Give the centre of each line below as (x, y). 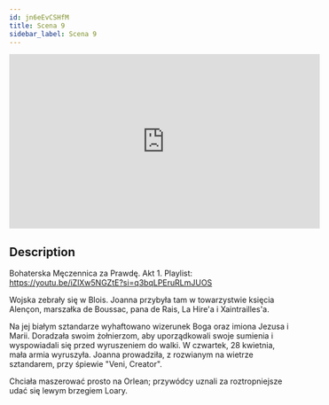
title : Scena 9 (37, 26)
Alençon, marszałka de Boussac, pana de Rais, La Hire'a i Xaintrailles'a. (139, 309)
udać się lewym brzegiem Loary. (69, 391)
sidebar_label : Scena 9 (53, 34)
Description (42, 252)
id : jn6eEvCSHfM (39, 17)
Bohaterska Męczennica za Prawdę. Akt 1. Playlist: (101, 273)
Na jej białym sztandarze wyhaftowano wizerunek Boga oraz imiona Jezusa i (149, 327)
